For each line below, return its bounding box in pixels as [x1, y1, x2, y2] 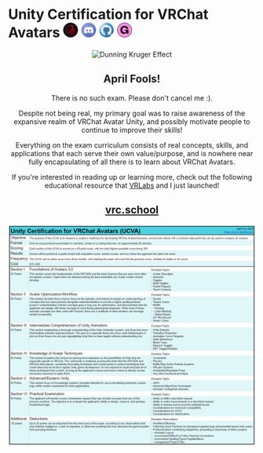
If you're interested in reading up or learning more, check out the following [11, 172, 253, 181]
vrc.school [104, 203, 159, 217]
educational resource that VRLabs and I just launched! [44, 181, 220, 190]
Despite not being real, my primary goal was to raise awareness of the [18, 108, 246, 118]
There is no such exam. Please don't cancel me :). [50, 93, 214, 103]
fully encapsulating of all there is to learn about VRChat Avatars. [28, 157, 236, 166]
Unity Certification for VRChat [8, 5, 209, 24]
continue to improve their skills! [81, 125, 183, 134]
